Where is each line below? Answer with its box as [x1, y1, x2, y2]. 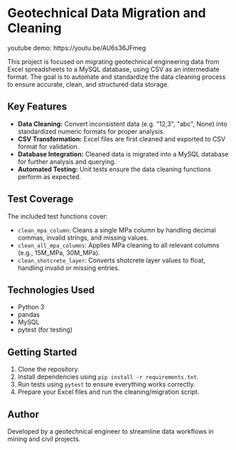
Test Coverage [7, 193, 74, 205]
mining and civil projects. [7, 435, 81, 443]
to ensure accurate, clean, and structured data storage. [7, 80, 169, 88]
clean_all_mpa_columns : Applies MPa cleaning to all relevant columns [17, 240, 220, 250]
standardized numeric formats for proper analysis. [17, 127, 165, 136]
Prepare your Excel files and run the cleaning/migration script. [17, 387, 200, 396]
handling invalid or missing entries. [17, 263, 120, 272]
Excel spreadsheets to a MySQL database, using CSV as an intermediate [7, 65, 220, 73]
